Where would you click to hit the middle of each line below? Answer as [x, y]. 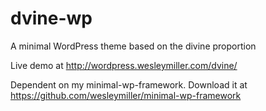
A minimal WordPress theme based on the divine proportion [133, 46]
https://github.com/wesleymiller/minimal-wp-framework [126, 95]
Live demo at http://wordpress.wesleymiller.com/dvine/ [124, 65]
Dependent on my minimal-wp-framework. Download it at [129, 84]
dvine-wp [51, 18]
